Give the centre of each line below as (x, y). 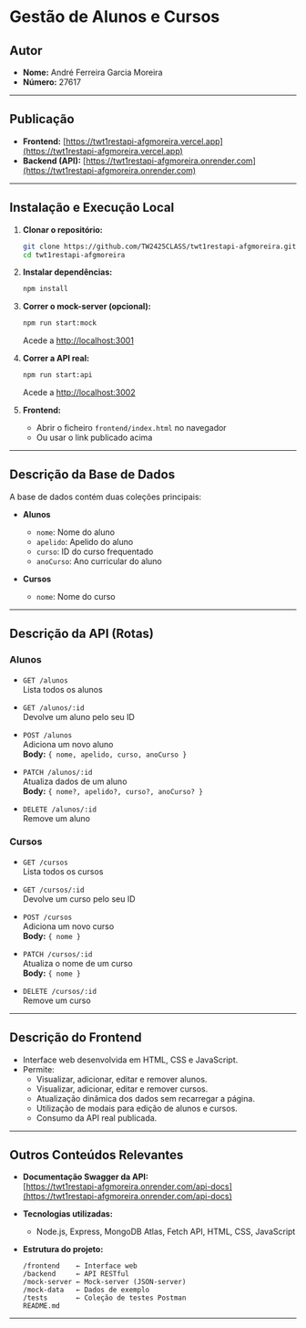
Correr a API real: (56, 359)
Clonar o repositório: (62, 229)
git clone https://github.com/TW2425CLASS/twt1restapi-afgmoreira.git (159, 246)
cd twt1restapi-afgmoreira (74, 255)
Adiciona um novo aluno (68, 744)
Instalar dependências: (67, 272)
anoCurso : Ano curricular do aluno (99, 561)
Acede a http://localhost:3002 (79, 392)
